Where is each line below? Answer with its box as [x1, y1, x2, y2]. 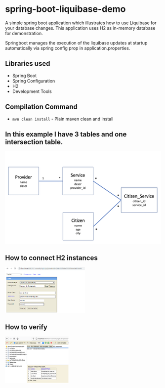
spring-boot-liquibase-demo [5, 3, 126, 15]
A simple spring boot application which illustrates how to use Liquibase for [5, 20, 157, 26]
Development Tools [12, 88, 52, 94]
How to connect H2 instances [5, 254, 98, 262]
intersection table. [5, 137, 63, 146]
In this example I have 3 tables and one [5, 130, 127, 138]
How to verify [5, 323, 48, 332]
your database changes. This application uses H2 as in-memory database [5, 25, 156, 31]
